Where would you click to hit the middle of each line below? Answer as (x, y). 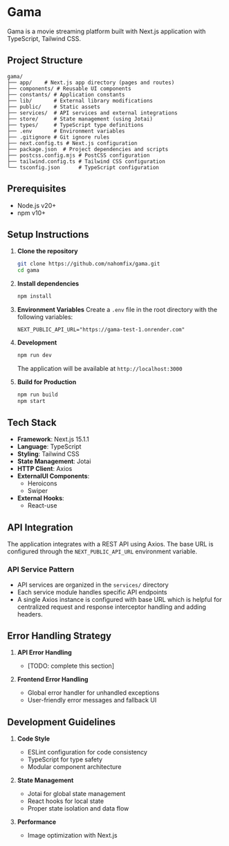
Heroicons (42, 483)
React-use (42, 506)
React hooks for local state (66, 801)
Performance (37, 822)
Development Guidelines (62, 722)
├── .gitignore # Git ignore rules (58, 137)
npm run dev (34, 355)
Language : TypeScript (49, 447)
